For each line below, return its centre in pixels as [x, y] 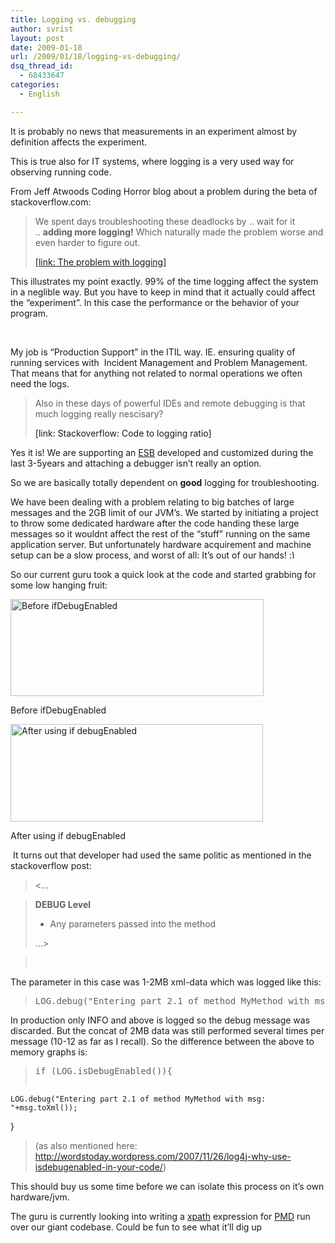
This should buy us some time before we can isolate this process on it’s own [167, 1186]
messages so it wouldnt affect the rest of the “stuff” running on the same [160, 533]
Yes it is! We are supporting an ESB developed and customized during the [162, 452]
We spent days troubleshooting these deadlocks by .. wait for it [165, 221]
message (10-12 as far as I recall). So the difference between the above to [162, 1041]
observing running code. [61, 172]
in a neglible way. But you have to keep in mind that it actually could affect [163, 292]
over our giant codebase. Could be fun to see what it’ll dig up [136, 1227]
